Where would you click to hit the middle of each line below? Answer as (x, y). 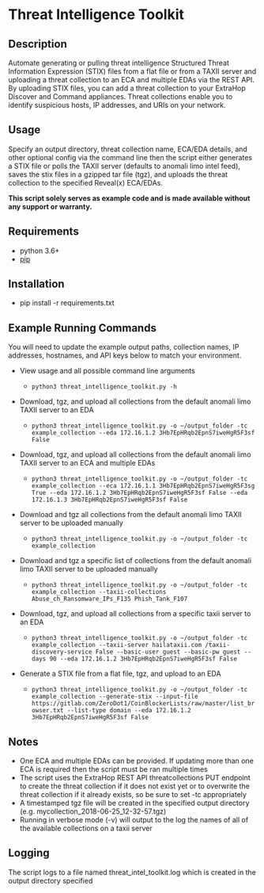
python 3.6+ (40, 251)
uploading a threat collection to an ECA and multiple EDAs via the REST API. (132, 80)
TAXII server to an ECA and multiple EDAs (87, 463)
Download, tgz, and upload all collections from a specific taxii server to (135, 614)
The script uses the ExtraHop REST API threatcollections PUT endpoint (135, 778)
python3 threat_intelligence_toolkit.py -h (104, 387)
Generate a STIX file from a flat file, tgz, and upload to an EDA (120, 674)
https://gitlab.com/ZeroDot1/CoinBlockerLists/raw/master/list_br (143, 703)
